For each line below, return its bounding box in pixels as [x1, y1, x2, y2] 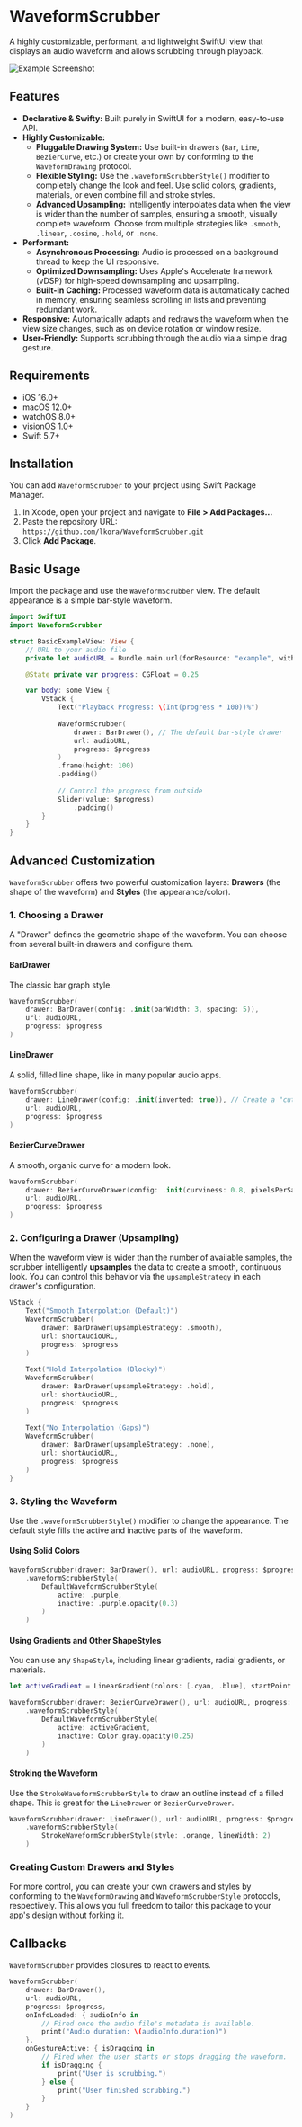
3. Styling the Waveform [9, 1494, 118, 1507]
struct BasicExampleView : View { [9, 636, 135, 646]
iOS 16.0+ [22, 392, 58, 403]
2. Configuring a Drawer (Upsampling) [9, 1231, 180, 1244]
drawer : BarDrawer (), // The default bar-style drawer [73, 728, 283, 737]
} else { [41, 2078, 75, 2087]
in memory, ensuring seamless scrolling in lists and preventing [35, 294, 267, 305]
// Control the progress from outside [57, 786, 203, 795]
